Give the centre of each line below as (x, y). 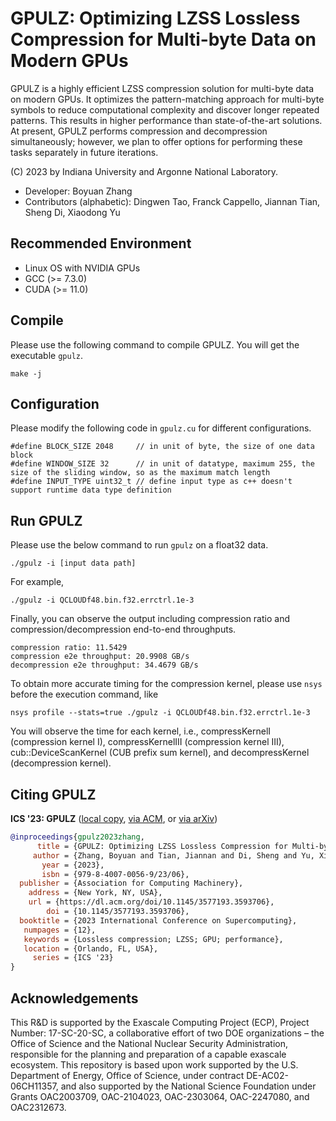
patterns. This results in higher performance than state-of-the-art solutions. (166, 120)
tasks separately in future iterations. (84, 152)
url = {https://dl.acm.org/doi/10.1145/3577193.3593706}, (151, 902)
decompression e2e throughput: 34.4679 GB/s (104, 665)
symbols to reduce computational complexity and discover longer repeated (165, 109)
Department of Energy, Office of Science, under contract (127, 1075)
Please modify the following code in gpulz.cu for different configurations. (161, 428)
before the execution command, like (84, 694)
